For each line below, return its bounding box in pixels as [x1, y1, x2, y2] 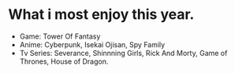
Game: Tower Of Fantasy [19, 31, 101, 41]
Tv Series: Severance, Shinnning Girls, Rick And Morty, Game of [19, 48, 228, 57]
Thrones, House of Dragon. [19, 57, 109, 66]
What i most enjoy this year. [8, 6, 195, 24]
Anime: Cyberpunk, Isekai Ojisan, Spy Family [19, 39, 166, 49]
